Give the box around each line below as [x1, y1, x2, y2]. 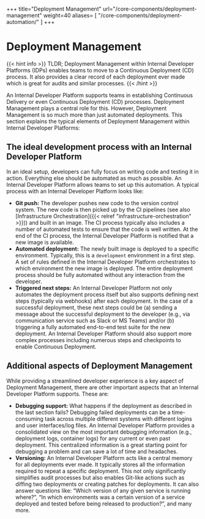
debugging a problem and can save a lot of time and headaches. [15, 448, 178, 455]
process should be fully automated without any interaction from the [15, 271, 185, 278]
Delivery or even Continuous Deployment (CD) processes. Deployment [6, 98, 185, 105]
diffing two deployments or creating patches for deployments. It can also [15, 480, 199, 488]
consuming [15, 415, 44, 423]
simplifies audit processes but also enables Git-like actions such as [15, 474, 185, 481]
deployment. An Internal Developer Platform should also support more [15, 330, 192, 337]
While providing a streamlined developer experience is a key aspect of [6, 377, 184, 384]
